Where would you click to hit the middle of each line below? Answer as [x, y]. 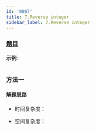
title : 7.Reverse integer [37, 17]
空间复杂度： [30, 121]
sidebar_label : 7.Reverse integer [48, 22]
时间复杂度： [30, 108]
